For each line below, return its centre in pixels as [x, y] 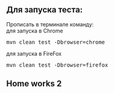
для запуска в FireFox [34, 53]
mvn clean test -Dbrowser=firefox [57, 65]
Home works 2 [34, 84]
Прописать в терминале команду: [50, 24]
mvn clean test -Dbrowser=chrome [56, 42]
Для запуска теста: [45, 10]
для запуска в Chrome [35, 31]
